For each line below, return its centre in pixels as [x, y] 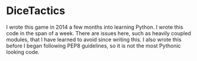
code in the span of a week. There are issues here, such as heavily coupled [99, 33]
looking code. [23, 52]
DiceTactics [36, 11]
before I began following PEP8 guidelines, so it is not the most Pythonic [94, 46]
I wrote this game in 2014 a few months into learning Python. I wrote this [95, 27]
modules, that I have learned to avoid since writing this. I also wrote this [94, 39]
